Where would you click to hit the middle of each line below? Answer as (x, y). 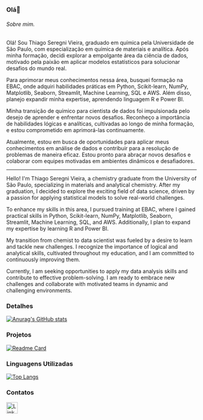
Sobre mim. (21, 24)
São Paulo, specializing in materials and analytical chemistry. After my (93, 185)
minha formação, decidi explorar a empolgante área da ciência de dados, (97, 56)
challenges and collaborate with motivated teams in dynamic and (87, 284)
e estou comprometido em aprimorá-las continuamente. (76, 130)
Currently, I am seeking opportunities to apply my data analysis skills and (97, 272)
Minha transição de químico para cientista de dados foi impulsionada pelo (98, 111)
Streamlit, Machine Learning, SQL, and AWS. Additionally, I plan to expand (98, 222)
